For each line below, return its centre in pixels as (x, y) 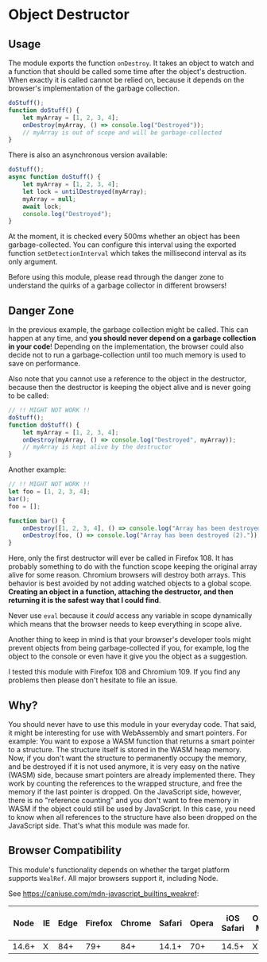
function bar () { (37, 521)
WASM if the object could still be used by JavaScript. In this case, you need (132, 809)
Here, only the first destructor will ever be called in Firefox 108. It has (121, 558)
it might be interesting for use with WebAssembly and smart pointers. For (128, 733)
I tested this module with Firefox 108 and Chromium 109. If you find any (124, 672)
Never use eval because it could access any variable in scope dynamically (130, 616)
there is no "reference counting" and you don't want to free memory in (124, 800)
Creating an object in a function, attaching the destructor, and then (121, 592)
